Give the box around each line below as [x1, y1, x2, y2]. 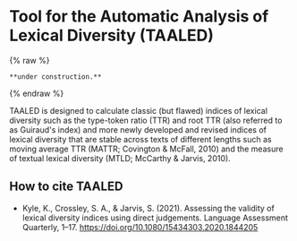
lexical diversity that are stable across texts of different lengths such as [9, 133, 272, 144]
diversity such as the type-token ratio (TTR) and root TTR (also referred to [9, 115, 283, 125]
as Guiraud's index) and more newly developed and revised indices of [9, 124, 267, 135]
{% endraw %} [9, 88, 64, 99]
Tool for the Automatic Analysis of [9, 6, 269, 27]
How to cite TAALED [9, 179, 123, 194]
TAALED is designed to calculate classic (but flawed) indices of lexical [9, 105, 268, 116]
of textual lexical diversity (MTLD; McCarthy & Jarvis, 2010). [9, 152, 231, 163]
